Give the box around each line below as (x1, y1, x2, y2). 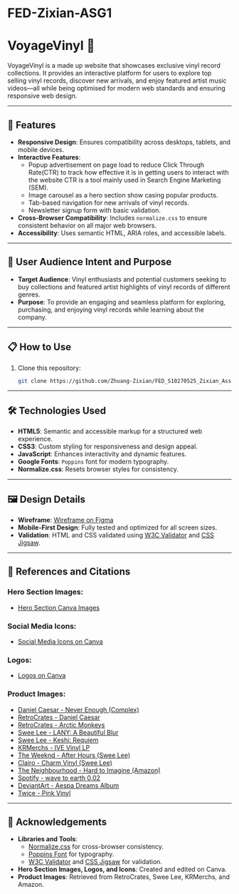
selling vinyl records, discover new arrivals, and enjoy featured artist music (7, 76, 227, 85)
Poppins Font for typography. (28, 850, 115, 858)
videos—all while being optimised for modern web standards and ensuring (7, 84, 225, 93)
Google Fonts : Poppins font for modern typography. (17, 458, 169, 466)
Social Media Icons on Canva (17, 637, 103, 646)
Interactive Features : (17, 153, 81, 161)
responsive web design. (7, 91, 78, 101)
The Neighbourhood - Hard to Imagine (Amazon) (17, 766, 161, 774)
